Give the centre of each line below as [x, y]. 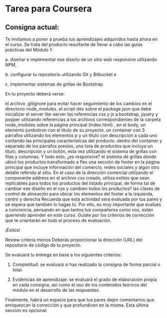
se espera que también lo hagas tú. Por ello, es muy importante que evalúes [83, 204]
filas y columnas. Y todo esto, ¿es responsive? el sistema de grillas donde [81, 156]
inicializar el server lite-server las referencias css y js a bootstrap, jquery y [82, 114]
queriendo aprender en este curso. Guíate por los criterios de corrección [80, 215]
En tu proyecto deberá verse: [35, 94]
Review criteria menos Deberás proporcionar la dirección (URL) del [74, 240]
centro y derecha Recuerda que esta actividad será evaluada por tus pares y [84, 199]
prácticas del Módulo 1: [29, 50]
